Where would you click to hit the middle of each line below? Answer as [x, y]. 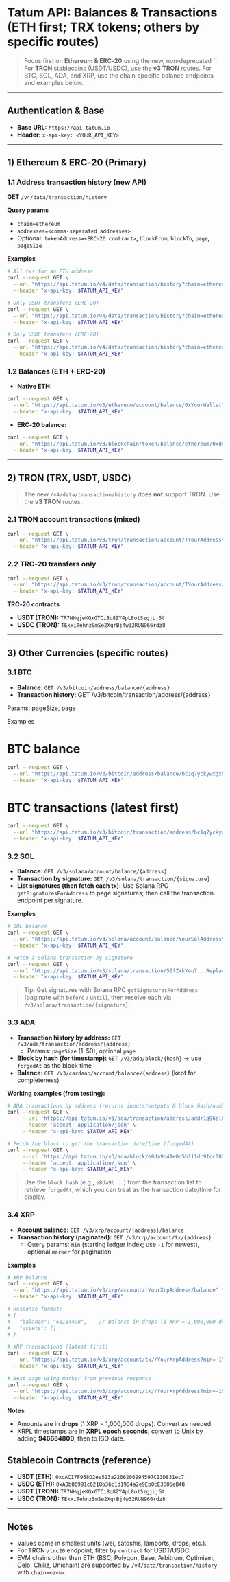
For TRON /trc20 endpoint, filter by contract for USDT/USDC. [104, 1550]
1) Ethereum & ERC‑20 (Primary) [77, 163]
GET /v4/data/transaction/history [57, 197]
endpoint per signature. [50, 900]
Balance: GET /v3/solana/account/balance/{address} [92, 871]
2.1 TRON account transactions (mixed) [74, 520]
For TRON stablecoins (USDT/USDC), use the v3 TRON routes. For [118, 68]
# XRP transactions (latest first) [58, 1347]
